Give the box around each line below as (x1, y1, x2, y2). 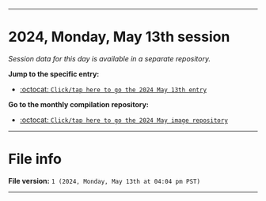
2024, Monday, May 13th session (8, 28, 230, 46)
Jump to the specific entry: (8, 69, 100, 79)
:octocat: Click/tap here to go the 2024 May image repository (19, 115, 228, 125)
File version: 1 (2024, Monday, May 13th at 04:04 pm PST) (8, 176, 200, 185)
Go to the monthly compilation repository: (8, 99, 149, 109)
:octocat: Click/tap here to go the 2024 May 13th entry (19, 84, 207, 94)
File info (8, 151, 62, 168)
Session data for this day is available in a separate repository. (8, 54, 211, 63)
